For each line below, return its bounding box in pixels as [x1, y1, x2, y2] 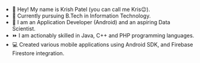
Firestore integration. [12, 50, 65, 57]
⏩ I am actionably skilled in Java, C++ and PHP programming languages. [12, 32, 195, 39]
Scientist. [12, 25, 36, 32]
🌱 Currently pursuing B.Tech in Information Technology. [12, 12, 151, 19]
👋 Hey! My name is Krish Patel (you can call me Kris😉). [12, 6, 150, 13]
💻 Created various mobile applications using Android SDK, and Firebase [12, 41, 193, 48]
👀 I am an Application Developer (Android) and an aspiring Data [12, 19, 171, 25]
